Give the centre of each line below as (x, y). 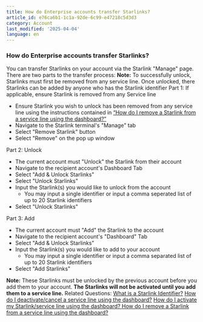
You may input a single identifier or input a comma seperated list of (108, 194)
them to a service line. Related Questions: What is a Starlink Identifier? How (101, 294)
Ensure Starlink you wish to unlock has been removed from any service (104, 106)
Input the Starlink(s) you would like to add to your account (87, 249)
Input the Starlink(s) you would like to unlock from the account (93, 188)
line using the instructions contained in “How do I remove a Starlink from (105, 113)
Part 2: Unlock (24, 150)
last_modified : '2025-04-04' (43, 29)
